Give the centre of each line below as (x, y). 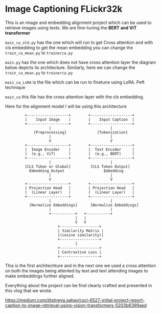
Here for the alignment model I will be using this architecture (66, 106)
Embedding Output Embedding (76, 171)
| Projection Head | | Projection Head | (80, 188)
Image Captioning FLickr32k (64, 9)
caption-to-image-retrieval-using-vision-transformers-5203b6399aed (76, 305)
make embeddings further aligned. (40, 276)
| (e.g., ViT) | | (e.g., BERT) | (80, 154)
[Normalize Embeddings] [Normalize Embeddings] (84, 205)
